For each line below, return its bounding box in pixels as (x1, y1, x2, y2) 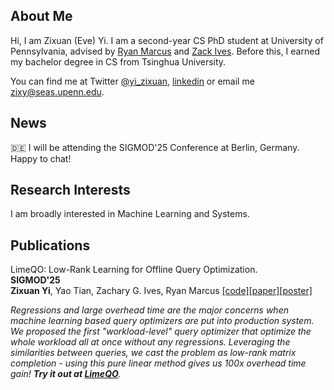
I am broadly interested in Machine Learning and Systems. (10, 208, 250, 220)
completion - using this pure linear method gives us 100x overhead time (10, 357, 307, 369)
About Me (10, 8, 73, 25)
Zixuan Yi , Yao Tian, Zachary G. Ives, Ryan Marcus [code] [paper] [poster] (10, 285, 313, 297)
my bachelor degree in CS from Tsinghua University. (10, 55, 227, 68)
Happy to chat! (10, 152, 72, 164)
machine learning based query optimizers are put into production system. (10, 315, 315, 327)
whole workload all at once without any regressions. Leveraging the (10, 336, 291, 348)
